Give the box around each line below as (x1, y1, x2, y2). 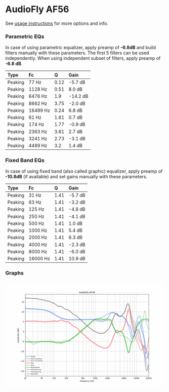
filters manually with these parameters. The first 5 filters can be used (5, 50, 149, 56)
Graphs (5, 269, 24, 277)
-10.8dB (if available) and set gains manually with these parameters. (5, 174, 148, 180)
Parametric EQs (5, 33, 45, 40)
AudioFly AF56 (5, 4, 69, 15)
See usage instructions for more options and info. (5, 20, 109, 26)
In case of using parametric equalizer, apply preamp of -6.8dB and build (5, 45, 156, 51)
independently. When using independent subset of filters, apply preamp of (5, 55, 161, 61)
